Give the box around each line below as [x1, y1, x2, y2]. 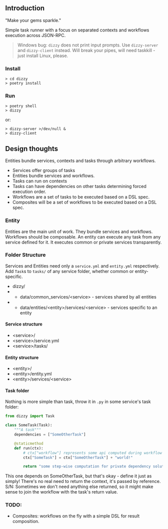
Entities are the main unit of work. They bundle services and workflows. [5, 228, 153, 234]
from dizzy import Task [5, 413, 55, 419]
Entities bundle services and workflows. [12, 172, 95, 179]
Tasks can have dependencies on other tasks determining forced [12, 183, 146, 189]
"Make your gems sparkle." [5, 17, 61, 23]
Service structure [5, 321, 42, 327]
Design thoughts [5, 144, 58, 153]
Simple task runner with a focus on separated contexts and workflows [5, 27, 149, 33]
